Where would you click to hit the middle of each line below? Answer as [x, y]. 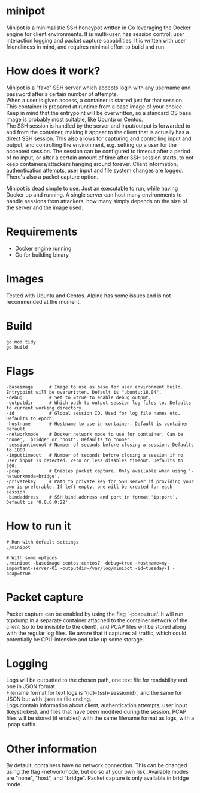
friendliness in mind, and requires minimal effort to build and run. [86, 47]
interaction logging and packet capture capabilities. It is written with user [96, 40]
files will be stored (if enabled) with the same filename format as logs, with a [100, 718]
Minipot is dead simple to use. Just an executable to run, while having [92, 188]
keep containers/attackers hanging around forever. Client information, [92, 164]
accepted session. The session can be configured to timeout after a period [98, 151]
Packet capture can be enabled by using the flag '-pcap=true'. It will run [95, 614]
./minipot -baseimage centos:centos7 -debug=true [69, 563]
